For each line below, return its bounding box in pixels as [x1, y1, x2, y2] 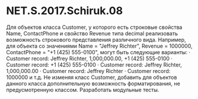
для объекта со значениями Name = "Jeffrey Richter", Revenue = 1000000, [6, 42, 193, 49]
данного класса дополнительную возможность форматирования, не [6, 80, 181, 87]
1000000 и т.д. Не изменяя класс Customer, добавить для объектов [6, 74, 177, 81]
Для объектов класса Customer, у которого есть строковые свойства [6, 24, 183, 31]
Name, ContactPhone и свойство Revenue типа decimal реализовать [6, 29, 178, 37]
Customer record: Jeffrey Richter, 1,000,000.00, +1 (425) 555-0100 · [6, 55, 173, 62]
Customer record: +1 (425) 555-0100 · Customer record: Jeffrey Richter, [6, 61, 182, 68]
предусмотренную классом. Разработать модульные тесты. [6, 86, 159, 93]
